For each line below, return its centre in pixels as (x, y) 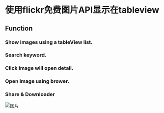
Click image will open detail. (39, 68)
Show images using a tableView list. (49, 42)
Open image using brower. (37, 81)
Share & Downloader (30, 94)
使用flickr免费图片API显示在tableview (82, 10)
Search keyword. (26, 55)
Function (19, 28)
